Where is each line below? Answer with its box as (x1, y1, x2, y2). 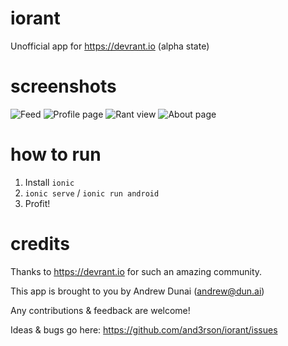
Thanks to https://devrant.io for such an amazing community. (10, 265, 263, 277)
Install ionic (24, 176, 75, 188)
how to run (10, 143, 102, 166)
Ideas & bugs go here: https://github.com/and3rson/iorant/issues (10, 323, 278, 336)
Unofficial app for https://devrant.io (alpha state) (10, 40, 210, 52)
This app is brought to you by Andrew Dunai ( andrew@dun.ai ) (10, 285, 265, 297)
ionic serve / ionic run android (24, 187, 160, 199)
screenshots (10, 75, 117, 98)
